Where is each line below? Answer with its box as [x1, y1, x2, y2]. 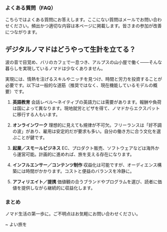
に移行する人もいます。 [12, 112, 61, 117]
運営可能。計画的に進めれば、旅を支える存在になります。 [16, 151, 135, 157]
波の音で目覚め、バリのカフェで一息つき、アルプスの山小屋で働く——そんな [5, 59, 162, 65]
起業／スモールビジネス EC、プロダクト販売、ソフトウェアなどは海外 [12, 145, 156, 151]
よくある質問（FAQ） [5, 4, 56, 11]
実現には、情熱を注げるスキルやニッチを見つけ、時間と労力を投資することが [5, 76, 163, 82]
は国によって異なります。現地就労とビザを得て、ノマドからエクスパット [12, 106, 161, 112]
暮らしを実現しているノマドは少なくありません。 [5, 66, 106, 72]
